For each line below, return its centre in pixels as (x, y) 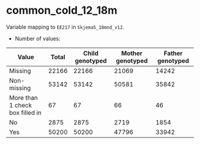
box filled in (25, 112)
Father (173, 53)
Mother (132, 53)
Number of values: (37, 38)
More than (24, 97)
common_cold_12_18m (62, 10)
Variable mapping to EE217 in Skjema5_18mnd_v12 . (65, 27)
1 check (21, 105)
